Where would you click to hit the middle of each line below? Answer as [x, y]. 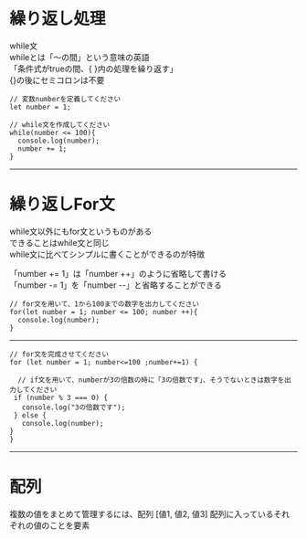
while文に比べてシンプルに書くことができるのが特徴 [107, 254]
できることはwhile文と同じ [59, 242]
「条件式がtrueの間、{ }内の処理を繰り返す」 [94, 69]
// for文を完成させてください [59, 354]
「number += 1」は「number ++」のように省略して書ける [118, 273]
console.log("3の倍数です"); [74, 407]
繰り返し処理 [58, 19]
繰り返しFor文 [63, 204]
